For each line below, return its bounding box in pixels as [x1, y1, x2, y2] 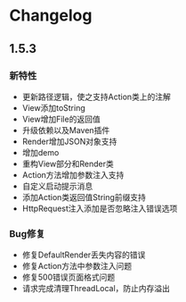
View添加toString [21, 102, 86, 113]
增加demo [21, 147, 60, 157]
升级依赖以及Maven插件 [21, 124, 110, 135]
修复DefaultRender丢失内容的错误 [21, 249, 146, 260]
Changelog [9, 5, 93, 26]
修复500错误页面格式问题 [21, 272, 116, 282]
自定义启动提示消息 [21, 180, 93, 191]
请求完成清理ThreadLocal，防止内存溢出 [21, 283, 171, 294]
